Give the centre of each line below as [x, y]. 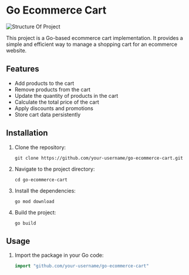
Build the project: [35, 212]
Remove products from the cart [53, 90]
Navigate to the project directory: [55, 169]
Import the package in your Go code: [59, 255]
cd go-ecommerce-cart [41, 180]
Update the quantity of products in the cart [66, 95]
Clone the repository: [40, 147]
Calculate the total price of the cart [57, 102]
